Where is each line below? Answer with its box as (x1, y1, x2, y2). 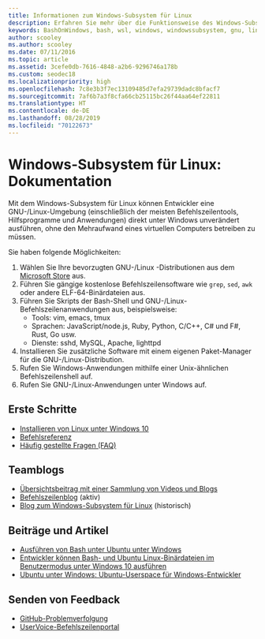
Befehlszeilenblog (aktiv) (19, 492, 101, 502)
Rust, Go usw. (31, 329, 77, 339)
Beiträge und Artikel (8, 524, 109, 537)
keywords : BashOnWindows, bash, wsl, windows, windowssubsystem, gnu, (8, 26, 245, 34)
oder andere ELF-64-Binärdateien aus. (19, 287, 146, 297)
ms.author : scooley (8, 41, 73, 49)
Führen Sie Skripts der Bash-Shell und (19, 296, 144, 305)
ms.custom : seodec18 (8, 70, 77, 78)
